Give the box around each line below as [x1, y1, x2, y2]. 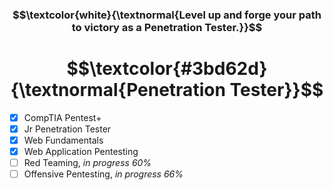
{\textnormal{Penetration [10, 79, 226, 102]
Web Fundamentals [23, 134, 104, 146]
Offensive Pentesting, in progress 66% [23, 168, 184, 180]
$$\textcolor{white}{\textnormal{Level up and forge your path [12, 8, 322, 22]
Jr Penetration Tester [23, 123, 112, 135]
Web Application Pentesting [23, 146, 139, 158]
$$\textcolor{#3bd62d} [66, 58, 268, 80]
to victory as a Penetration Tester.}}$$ [71, 20, 263, 34]
